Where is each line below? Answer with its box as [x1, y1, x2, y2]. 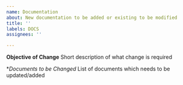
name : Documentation [6, 8, 59, 15]
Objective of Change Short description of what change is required [6, 53, 173, 61]
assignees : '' [6, 32, 42, 38]
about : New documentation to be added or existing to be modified [6, 15, 178, 21]
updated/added [6, 72, 45, 79]
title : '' [6, 20, 32, 26]
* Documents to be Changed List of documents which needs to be [6, 65, 170, 73]
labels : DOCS [6, 25, 39, 32]
